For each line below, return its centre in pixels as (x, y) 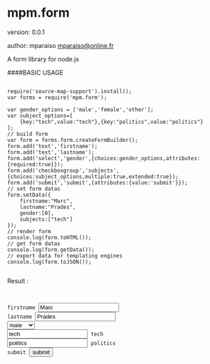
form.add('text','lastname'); (51, 152)
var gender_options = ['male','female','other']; (81, 109)
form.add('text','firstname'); (52, 146)
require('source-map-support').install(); (70, 91)
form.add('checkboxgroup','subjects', (63, 171)
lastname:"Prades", (48, 207)
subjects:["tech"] (46, 219)
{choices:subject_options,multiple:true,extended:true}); (93, 176)
